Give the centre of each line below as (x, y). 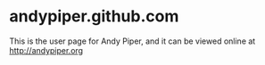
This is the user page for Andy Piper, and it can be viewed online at (132, 41)
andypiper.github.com (94, 16)
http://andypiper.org (46, 50)
